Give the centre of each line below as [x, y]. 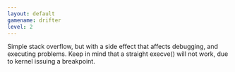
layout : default [31, 14]
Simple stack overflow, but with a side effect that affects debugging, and [113, 47]
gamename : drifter [34, 20]
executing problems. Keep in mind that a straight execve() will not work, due [118, 54]
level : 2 [20, 27]
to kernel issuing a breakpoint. [51, 62]
